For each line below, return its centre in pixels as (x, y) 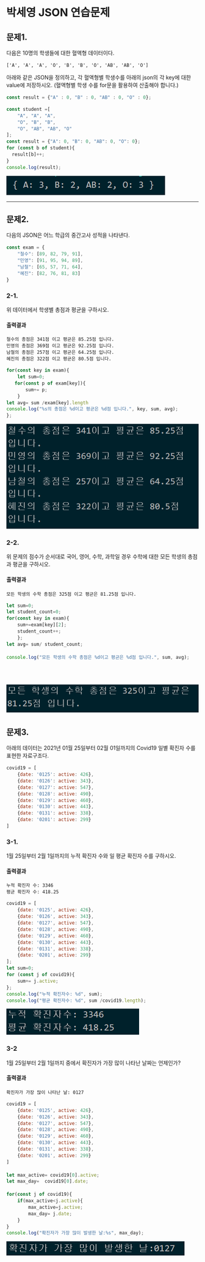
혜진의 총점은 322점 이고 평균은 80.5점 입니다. (59, 359)
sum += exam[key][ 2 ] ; (42, 625)
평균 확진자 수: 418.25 (33, 892)
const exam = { (26, 248)
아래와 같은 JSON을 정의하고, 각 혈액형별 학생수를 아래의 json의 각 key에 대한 (99, 77)
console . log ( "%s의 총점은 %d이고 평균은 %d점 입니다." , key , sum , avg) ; (92, 409)
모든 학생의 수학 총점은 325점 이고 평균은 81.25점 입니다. (71, 594)
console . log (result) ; (34, 167)
